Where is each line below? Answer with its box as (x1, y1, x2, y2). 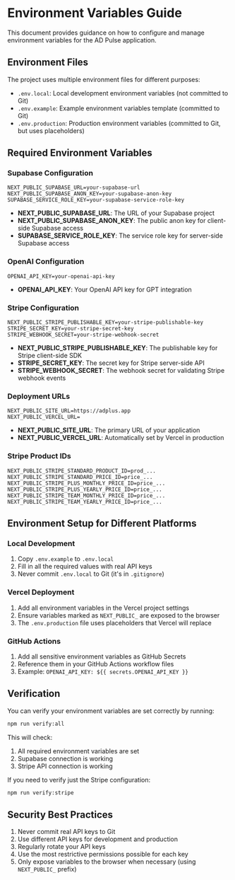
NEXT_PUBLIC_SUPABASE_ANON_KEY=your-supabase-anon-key (7, 190, 172, 197)
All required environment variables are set (17, 746, 140, 755)
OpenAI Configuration (7, 257, 85, 267)
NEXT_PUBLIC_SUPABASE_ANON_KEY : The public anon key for (17, 216, 206, 225)
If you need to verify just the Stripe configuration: (7, 775, 150, 784)
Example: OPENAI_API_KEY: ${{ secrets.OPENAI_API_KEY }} (17, 667, 189, 676)
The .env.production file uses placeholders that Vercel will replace (17, 618, 212, 627)
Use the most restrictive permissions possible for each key (17, 850, 188, 859)
